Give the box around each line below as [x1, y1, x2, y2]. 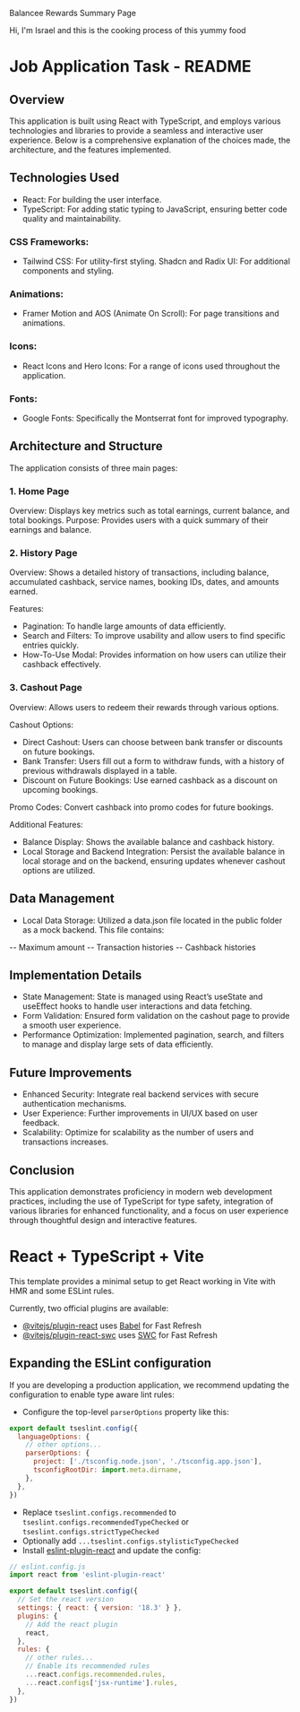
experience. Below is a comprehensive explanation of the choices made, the [9, 135, 291, 145]
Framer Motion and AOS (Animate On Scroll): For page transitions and [21, 309, 279, 319]
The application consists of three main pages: [9, 462, 178, 474]
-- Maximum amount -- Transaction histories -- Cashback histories [9, 942, 257, 952]
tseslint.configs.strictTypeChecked [21, 1527, 159, 1536]
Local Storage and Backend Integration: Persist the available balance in [21, 846, 285, 856]
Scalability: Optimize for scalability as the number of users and [21, 1127, 253, 1138]
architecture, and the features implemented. [9, 144, 172, 155]
